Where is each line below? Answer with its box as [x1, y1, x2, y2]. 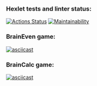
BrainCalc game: [6, 60, 54, 68]
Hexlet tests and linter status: [6, 5, 92, 13]
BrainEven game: [6, 33, 56, 41]
